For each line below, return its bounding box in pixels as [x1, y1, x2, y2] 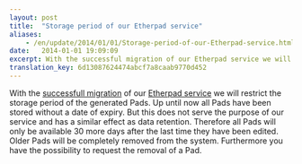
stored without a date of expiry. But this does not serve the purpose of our [9, 107, 285, 117]
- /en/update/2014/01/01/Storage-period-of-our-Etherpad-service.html [25, 38, 296, 47]
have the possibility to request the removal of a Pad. [9, 144, 202, 155]
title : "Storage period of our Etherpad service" [9, 22, 203, 30]
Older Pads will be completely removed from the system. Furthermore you [9, 135, 283, 146]
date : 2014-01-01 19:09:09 [9, 47, 119, 56]
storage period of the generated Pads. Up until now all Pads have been [9, 97, 271, 108]
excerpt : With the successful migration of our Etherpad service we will [9, 55, 292, 64]
